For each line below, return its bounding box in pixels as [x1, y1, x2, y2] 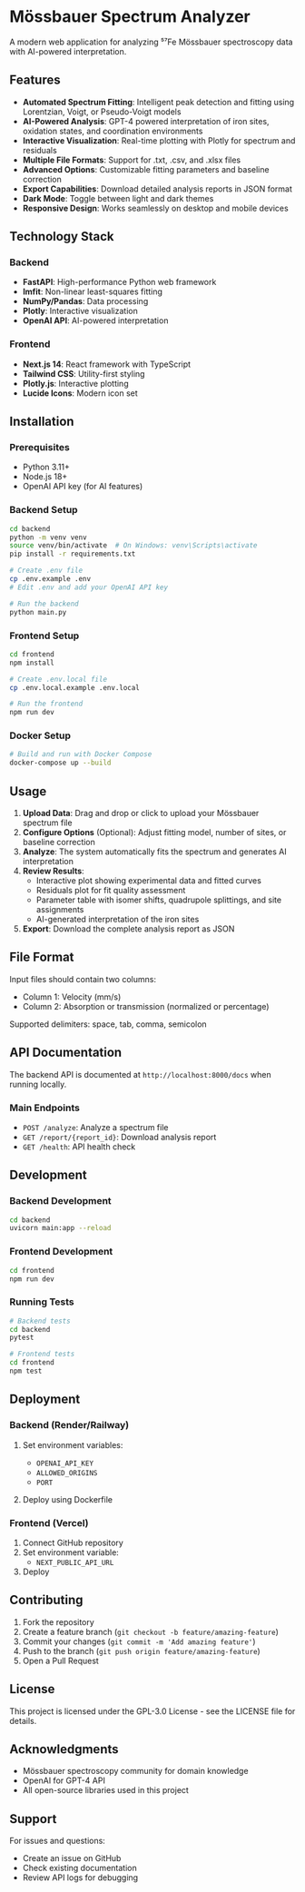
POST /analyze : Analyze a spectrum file [22, 1121, 169, 1132]
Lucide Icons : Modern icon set [22, 388, 138, 399]
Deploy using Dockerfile [22, 1493, 113, 1504]
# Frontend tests [9, 1350, 75, 1359]
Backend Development [9, 1195, 112, 1207]
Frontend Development [9, 1246, 113, 1258]
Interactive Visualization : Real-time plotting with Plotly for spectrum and [22, 134, 296, 146]
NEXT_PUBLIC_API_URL [35, 1558, 114, 1567]
